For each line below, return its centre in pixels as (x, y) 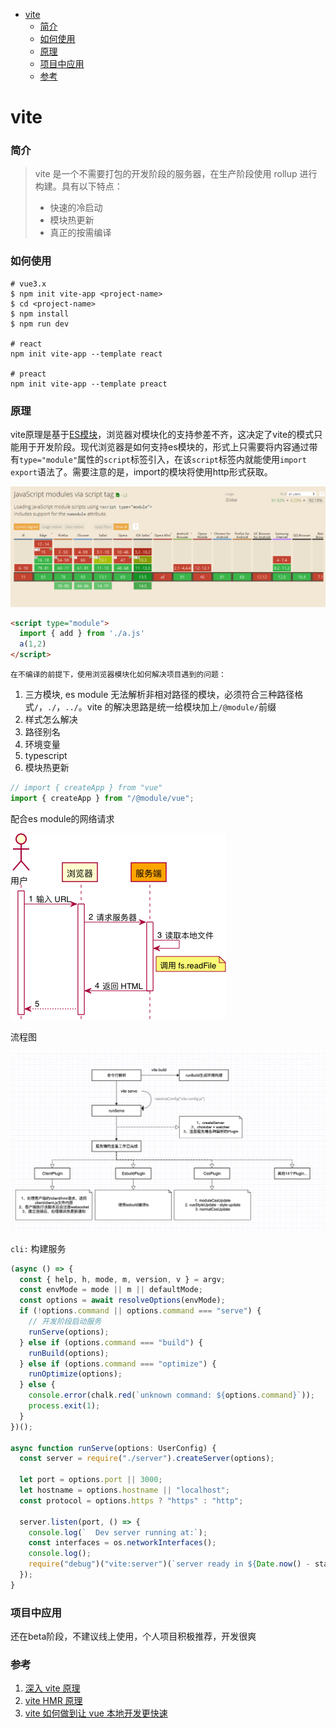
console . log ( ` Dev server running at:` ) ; (118, 1532)
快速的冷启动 (76, 208)
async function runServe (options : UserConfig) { (113, 1448)
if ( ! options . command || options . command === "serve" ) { (140, 1311)
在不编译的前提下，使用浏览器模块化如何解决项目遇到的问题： (118, 675)
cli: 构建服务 (38, 1248)
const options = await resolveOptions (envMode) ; (122, 1300)
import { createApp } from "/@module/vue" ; (102, 798)
